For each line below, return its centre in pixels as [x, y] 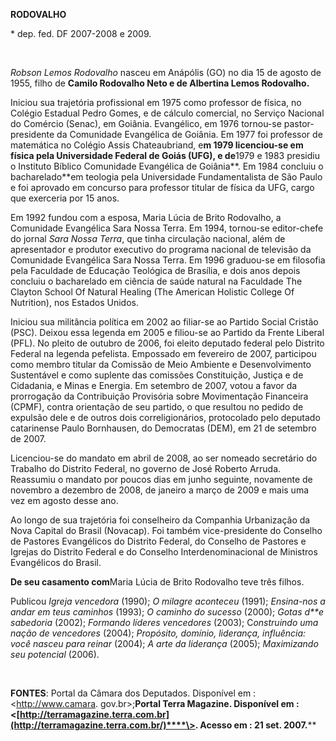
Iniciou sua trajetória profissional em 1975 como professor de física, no [156, 102]
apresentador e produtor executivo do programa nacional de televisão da [161, 249]
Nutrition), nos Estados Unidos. [74, 302]
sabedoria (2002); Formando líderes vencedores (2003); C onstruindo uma [164, 622]
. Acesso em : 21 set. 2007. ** [255, 725]
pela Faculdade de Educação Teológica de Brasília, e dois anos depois [155, 270]
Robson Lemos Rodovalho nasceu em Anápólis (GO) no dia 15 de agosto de [166, 72]
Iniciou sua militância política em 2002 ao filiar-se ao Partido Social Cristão [164, 322]
